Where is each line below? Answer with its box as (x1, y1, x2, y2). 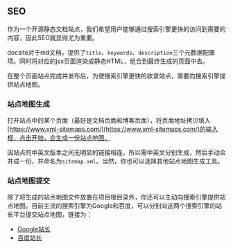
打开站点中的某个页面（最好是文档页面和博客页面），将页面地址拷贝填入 (7, 116, 211, 125)
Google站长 (17, 225, 51, 233)
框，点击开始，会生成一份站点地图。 (7, 134, 111, 142)
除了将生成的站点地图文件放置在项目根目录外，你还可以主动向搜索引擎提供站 (7, 193, 226, 202)
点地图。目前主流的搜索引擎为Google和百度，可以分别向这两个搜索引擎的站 (7, 202, 223, 210)
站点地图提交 (7, 176, 51, 186)
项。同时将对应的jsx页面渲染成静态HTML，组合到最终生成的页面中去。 (7, 57, 209, 65)
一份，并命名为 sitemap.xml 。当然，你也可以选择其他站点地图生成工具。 (19, 157, 224, 166)
